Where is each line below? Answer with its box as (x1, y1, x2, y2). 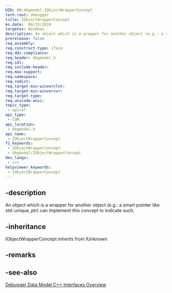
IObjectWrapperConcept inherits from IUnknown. (5, 236, 109, 242)
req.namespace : (5, 74, 38, 79)
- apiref (7, 108, 27, 113)
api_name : (5, 131, 27, 136)
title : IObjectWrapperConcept (5, 17, 70, 22)
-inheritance (5, 222, 46, 231)
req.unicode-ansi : (5, 98, 45, 103)
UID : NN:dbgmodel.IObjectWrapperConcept (5, 7, 93, 13)
